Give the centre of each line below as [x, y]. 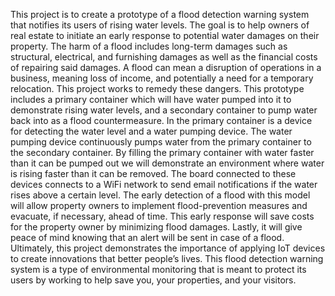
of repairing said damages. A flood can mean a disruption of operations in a [166, 67]
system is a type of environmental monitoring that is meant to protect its [158, 269]
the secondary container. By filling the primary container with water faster [162, 152]
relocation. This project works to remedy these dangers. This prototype [157, 88]
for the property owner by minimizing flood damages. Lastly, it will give [156, 227]
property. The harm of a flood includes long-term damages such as [149, 46]
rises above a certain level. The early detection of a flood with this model [160, 195]
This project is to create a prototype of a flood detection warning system [160, 14]
